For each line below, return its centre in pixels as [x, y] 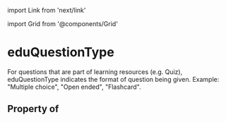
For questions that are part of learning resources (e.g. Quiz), [95, 72]
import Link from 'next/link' [47, 10]
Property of [33, 109]
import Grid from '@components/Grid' [63, 24]
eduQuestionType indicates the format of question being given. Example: [113, 79]
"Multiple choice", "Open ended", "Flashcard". [74, 87]
